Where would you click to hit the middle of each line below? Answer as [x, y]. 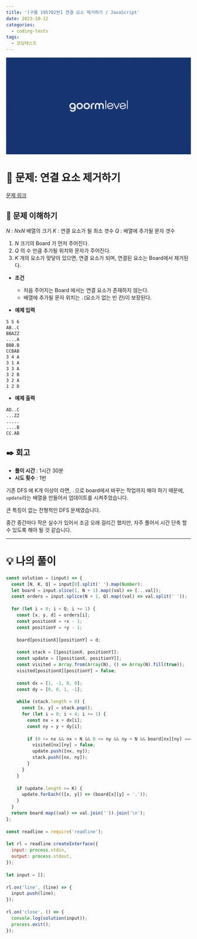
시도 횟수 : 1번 [30, 477]
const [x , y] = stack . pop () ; [57, 708]
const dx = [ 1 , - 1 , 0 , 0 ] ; [50, 683]
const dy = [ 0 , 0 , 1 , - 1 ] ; [50, 689]
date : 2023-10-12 [27, 18]
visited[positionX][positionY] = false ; [67, 671]
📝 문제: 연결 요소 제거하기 [63, 178]
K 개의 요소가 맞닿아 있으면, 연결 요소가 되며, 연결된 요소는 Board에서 [94, 258]
